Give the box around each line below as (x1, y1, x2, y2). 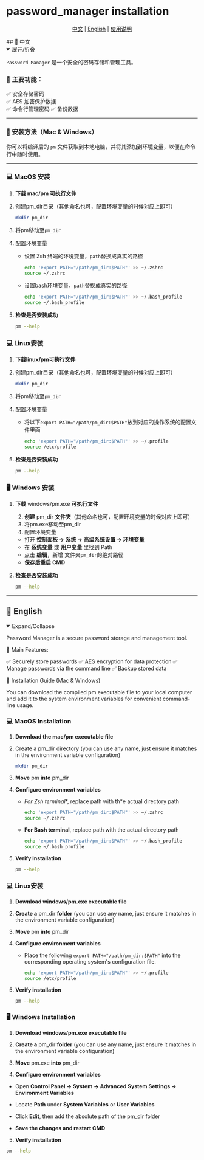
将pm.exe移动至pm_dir (24, 521, 81, 528)
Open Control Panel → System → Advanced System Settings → (15, 1082, 177, 1089)
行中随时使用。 (6, 150, 44, 157)
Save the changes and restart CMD (15, 1124, 106, 1131)
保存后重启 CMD (24, 559, 66, 566)
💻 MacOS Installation (6, 717, 72, 725)
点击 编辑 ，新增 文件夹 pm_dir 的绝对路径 (24, 551, 124, 559)
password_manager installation (6, 4, 169, 18)
